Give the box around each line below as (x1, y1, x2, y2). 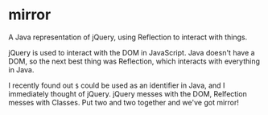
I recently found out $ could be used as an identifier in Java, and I (8, 80, 225, 90)
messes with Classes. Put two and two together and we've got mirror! (8, 97, 240, 107)
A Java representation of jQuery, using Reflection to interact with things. (8, 32, 248, 42)
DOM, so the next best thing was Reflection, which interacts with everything (8, 56, 260, 66)
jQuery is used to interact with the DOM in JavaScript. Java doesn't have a (8, 47, 255, 57)
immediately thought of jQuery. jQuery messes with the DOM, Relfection (8, 88, 247, 98)
